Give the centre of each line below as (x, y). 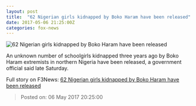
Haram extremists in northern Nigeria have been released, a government (94, 62)
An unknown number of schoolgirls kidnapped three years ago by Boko (92, 56)
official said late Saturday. (37, 69)
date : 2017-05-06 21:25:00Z (41, 22)
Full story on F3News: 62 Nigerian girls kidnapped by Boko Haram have (93, 80)
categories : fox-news (33, 28)
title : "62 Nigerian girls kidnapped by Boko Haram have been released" (99, 17)
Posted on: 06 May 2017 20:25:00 (62, 97)
